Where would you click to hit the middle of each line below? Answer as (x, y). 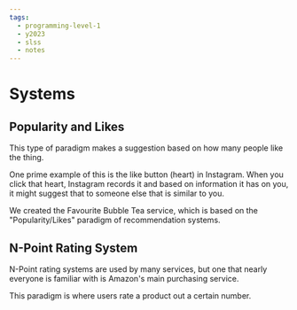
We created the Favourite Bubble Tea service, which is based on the (134, 211)
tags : (19, 17)
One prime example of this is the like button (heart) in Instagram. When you (146, 174)
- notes (31, 50)
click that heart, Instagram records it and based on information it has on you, (149, 184)
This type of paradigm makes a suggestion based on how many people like (146, 148)
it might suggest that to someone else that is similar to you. (117, 194)
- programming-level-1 (59, 26)
